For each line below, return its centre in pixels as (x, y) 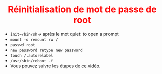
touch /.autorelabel (32, 56)
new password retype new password (46, 50)
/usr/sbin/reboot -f (32, 61)
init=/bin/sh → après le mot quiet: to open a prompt (64, 34)
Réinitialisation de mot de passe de (82, 9)
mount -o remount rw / (34, 40)
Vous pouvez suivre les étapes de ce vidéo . (55, 66)
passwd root (22, 45)
